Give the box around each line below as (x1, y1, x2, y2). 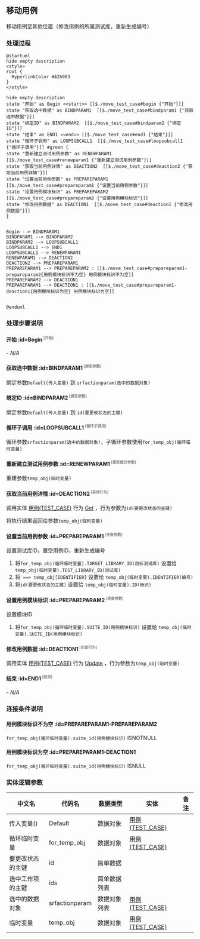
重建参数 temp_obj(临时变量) (6, 474, 72, 482)
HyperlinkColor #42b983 (11, 74, 70, 80)
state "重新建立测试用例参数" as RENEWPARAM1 (6, 151, 112, 157)
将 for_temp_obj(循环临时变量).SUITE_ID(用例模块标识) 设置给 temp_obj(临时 (14, 623, 192, 630)
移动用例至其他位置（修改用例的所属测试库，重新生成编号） (6, 23, 152, 30)
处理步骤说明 (6, 319, 43, 327)
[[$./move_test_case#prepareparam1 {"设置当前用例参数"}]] (6, 183, 149, 189)
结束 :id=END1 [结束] (6, 674, 52, 682)
